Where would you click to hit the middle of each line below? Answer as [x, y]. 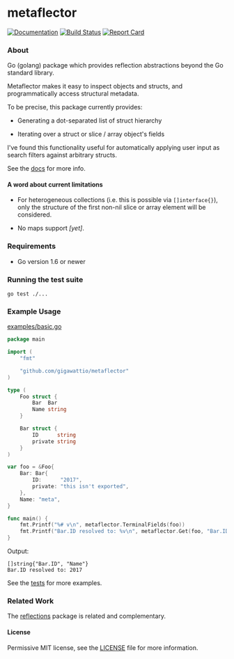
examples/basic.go [34, 327]
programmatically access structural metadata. [73, 94]
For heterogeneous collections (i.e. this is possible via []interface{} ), [117, 200]
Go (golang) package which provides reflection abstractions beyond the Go [116, 65]
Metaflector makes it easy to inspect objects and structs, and [95, 86]
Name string [50, 410]
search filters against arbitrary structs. [62, 155]
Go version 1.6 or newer [51, 261]
